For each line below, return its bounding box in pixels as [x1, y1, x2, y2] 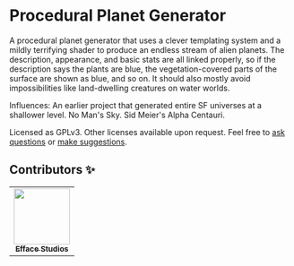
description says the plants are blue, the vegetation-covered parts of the [9, 64, 278, 74]
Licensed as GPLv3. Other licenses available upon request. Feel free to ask [9, 126, 285, 137]
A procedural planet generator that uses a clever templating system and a [9, 35, 281, 46]
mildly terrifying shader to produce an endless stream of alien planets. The [9, 44, 285, 55]
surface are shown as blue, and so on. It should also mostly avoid [9, 73, 251, 83]
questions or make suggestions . [9, 136, 128, 147]
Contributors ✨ [9, 162, 96, 177]
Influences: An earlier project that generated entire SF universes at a [9, 99, 263, 110]
